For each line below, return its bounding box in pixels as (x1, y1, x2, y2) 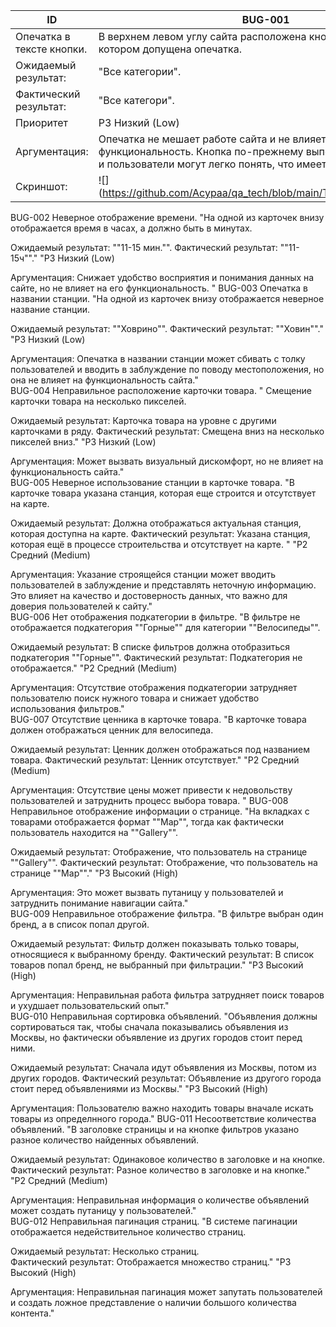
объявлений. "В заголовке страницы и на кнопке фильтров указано (10, 1124, 300, 1135)
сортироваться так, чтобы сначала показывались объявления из (10, 1021, 289, 1033)
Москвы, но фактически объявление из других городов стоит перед (10, 1032, 303, 1043)
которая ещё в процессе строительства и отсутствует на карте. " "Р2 (10, 539, 308, 550)
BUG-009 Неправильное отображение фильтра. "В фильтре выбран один (10, 908, 324, 919)
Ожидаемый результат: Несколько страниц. (10, 1245, 200, 1257)
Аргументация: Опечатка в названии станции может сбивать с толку (10, 353, 306, 364)
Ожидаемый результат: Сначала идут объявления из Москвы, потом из (10, 1062, 317, 1073)
